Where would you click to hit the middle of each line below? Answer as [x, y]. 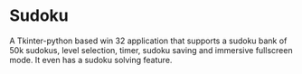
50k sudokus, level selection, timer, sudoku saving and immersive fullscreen [151, 50]
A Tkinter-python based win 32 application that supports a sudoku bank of [148, 41]
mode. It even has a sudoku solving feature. [91, 60]
